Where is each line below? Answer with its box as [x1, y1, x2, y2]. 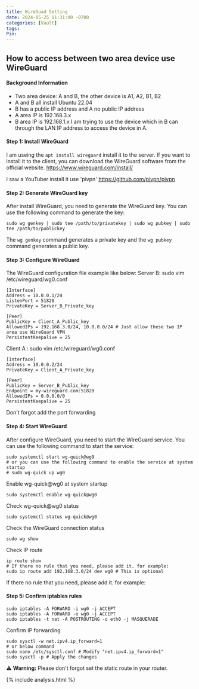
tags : [6, 25, 20, 32]
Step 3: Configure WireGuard [6, 256, 80, 263]
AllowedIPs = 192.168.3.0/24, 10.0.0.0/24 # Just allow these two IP [6, 324, 183, 330]
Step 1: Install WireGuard [6, 138, 69, 145]
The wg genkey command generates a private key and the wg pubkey [6, 236, 172, 243]
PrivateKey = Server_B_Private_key [6, 303, 95, 309]
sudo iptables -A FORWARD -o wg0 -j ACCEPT [6, 611, 116, 617]
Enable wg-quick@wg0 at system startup [6, 480, 108, 487]
